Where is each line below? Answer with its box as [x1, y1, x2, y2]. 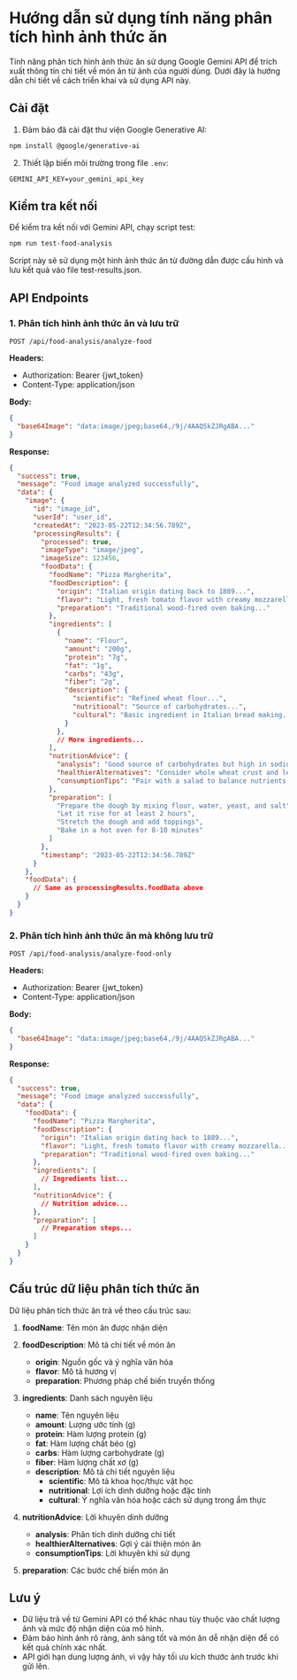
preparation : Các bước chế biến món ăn [21, 1565, 170, 1575]
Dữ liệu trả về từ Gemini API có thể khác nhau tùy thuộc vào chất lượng [21, 1614, 280, 1625]
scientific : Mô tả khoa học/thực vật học [48, 1475, 194, 1486]
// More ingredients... [56, 735, 144, 744]
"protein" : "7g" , [65, 652, 128, 661]
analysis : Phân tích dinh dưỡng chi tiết [34, 1528, 176, 1539]
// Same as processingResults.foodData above [32, 884, 203, 893]
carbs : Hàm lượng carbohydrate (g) [34, 1447, 165, 1457]
